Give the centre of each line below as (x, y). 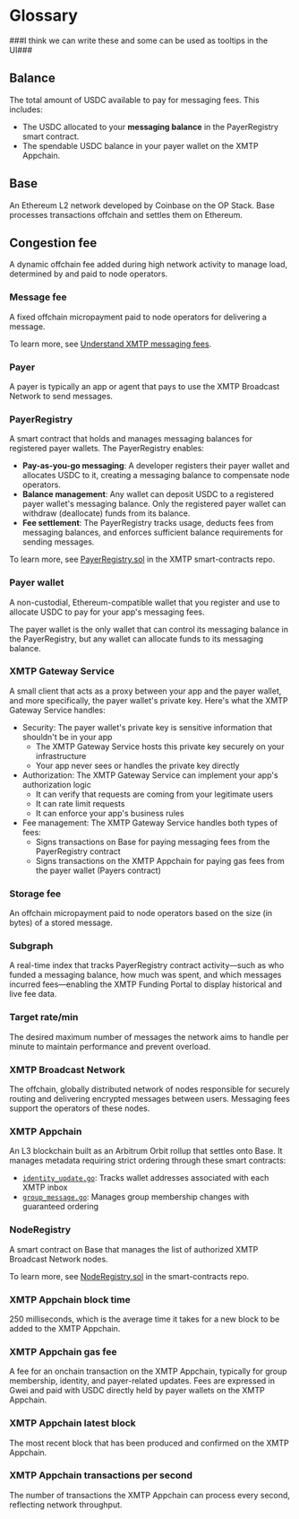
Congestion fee (53, 243)
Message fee (38, 297)
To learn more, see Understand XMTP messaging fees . (111, 344)
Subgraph (31, 946)
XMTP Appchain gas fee (63, 1351)
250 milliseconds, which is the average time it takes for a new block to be (145, 1319)
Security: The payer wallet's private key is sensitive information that (147, 727)
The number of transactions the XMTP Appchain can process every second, (150, 1495)
